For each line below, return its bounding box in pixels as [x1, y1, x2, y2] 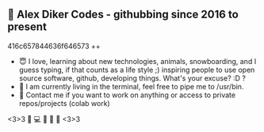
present [7, 21, 47, 34]
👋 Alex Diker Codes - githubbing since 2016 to [7, 8, 239, 21]
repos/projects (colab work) [18, 98, 110, 107]
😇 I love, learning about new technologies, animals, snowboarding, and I [18, 56, 257, 66]
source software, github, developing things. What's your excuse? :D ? [18, 73, 247, 83]
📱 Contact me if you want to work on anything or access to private [18, 90, 235, 100]
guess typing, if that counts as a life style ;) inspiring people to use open [18, 65, 255, 74]
